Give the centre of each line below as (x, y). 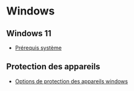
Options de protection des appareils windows (71, 81)
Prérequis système (38, 48)
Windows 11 (29, 33)
